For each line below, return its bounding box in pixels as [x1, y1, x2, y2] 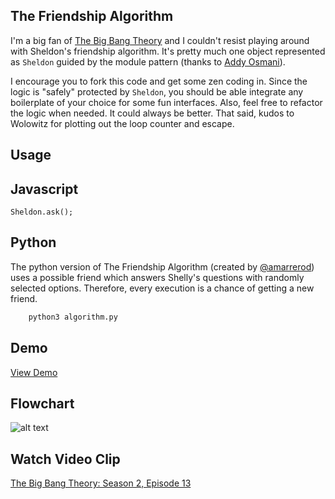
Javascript [10, 180, 79, 198]
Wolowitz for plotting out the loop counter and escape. [10, 117, 235, 129]
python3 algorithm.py [28, 312, 118, 322]
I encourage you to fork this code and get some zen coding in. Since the [10, 75, 308, 87]
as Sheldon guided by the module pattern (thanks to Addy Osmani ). [10, 55, 286, 68]
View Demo [10, 366, 58, 378]
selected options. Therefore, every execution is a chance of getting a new [10, 282, 315, 294]
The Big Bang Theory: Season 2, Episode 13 [10, 477, 192, 489]
